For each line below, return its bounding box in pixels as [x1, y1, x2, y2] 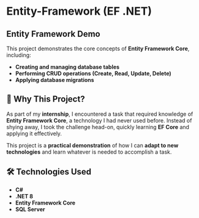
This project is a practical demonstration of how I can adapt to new [6, 141, 179, 149]
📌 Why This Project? [6, 94, 85, 105]
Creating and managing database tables [15, 63, 120, 70]
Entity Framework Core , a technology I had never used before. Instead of [6, 116, 192, 124]
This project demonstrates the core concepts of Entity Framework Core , [6, 45, 190, 52]
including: [6, 51, 32, 59]
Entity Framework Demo [6, 29, 100, 39]
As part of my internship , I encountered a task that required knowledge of [6, 110, 193, 118]
